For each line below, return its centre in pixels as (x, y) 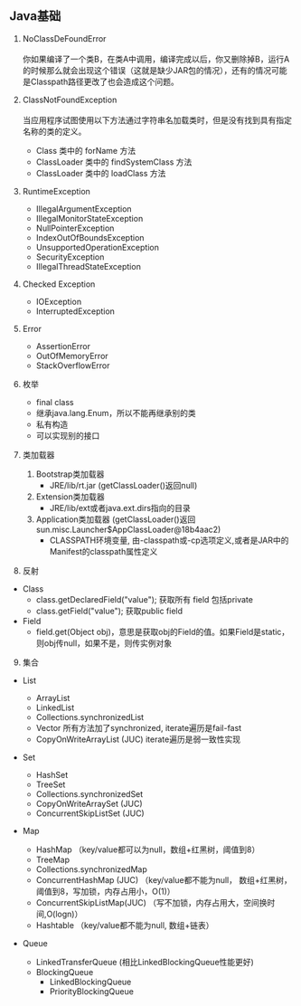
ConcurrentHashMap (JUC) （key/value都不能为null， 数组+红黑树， (164, 879)
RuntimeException (56, 191)
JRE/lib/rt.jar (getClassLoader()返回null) (123, 485)
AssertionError (63, 346)
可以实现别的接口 (68, 435)
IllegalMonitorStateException (89, 218)
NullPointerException (75, 228)
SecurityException (70, 257)
